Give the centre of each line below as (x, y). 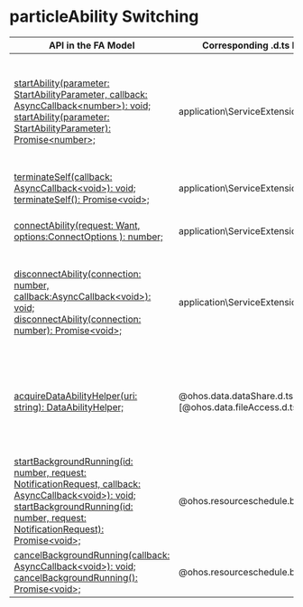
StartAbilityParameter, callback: (81, 94)
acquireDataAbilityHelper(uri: (76, 396)
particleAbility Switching (104, 17)
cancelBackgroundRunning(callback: (92, 555)
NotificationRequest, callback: (78, 483)
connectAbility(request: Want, (77, 225)
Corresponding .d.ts (246, 45)
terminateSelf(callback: (63, 176)
